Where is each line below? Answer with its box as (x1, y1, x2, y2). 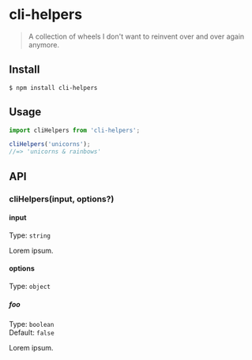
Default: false (9, 328, 55, 337)
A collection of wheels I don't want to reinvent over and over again (28, 32, 245, 41)
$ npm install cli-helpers (9, 84, 98, 92)
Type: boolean (9, 319, 55, 328)
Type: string (9, 231, 51, 240)
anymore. (28, 39, 60, 49)
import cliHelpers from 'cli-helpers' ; (9, 126, 141, 134)
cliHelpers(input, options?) (9, 193, 115, 204)
